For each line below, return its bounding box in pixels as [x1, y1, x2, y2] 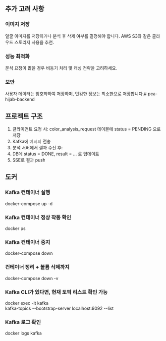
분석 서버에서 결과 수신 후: [12, 145, 63, 151]
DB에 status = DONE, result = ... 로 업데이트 [12, 151, 100, 157]
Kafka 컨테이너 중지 [5, 239, 51, 245]
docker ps [5, 226, 26, 231]
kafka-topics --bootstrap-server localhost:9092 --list [5, 305, 114, 311]
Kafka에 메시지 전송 [12, 138, 51, 145]
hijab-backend [5, 96, 35, 103]
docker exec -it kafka [5, 300, 49, 306]
